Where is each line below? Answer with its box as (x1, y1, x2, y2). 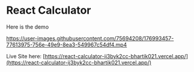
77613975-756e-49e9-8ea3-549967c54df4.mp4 (6, 41, 127, 48)
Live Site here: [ (6, 52, 45, 60)
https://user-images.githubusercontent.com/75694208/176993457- (6, 35, 174, 42)
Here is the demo (6, 23, 49, 30)
